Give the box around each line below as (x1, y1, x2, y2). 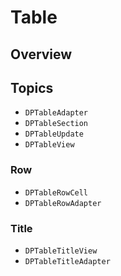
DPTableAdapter (24, 108, 89, 118)
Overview (10, 46, 73, 63)
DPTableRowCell (24, 187, 89, 198)
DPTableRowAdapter (24, 198, 102, 208)
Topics (10, 79, 54, 96)
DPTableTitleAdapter (24, 256, 111, 266)
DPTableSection (24, 119, 89, 129)
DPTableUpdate (24, 129, 84, 140)
